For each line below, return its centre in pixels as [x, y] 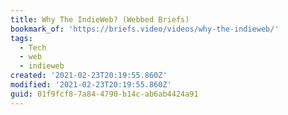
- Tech [33, 47]
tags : [21, 38]
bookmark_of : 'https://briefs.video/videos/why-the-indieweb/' [145, 29]
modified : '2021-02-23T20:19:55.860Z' [91, 85]
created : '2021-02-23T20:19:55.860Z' [89, 76]
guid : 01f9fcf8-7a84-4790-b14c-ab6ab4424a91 [104, 94]
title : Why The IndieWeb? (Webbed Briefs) [100, 19]
